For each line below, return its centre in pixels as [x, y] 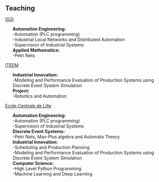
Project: [21, 91]
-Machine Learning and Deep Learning [52, 174]
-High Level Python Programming [47, 168]
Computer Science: [33, 163]
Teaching [20, 8]
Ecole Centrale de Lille [28, 106]
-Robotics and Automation [39, 96]
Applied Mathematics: [36, 50]
